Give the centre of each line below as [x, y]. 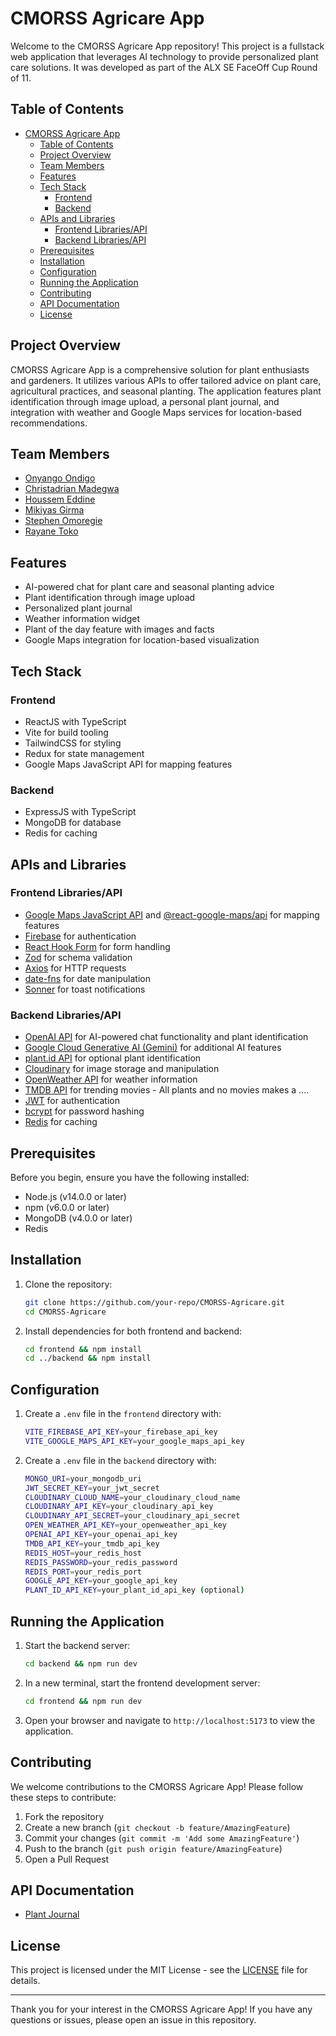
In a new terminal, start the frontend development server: [142, 1683]
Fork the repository [64, 1816]
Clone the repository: [68, 1284]
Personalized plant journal [78, 608]
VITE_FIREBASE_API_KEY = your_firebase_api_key [121, 1432]
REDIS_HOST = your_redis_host [83, 1553]
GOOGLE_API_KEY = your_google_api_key [101, 1581]
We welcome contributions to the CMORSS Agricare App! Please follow [157, 1786]
